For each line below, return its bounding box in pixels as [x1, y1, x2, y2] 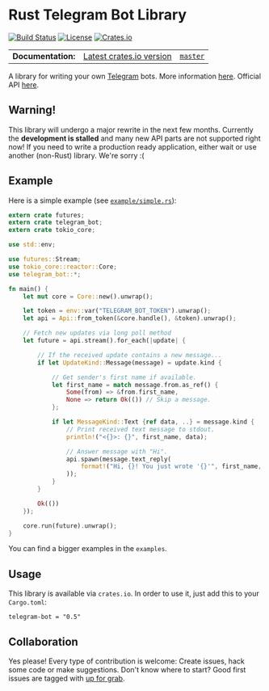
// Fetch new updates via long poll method [23, 329, 172, 337]
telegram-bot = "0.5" [8, 613, 82, 621]
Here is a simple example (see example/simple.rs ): [8, 196, 177, 205]
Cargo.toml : [8, 597, 47, 607]
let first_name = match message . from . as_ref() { [51, 381, 219, 389]
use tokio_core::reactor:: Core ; [8, 263, 117, 271]
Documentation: [12, 50, 76, 61]
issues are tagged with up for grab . [8, 673, 125, 684]
